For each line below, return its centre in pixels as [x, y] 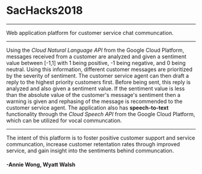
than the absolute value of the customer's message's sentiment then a [93, 95]
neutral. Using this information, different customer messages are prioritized [99, 69]
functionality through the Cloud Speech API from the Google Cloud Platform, [101, 114]
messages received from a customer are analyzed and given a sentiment [96, 56]
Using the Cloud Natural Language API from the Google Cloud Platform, [95, 50]
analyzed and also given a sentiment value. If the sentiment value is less [96, 89]
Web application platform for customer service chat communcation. [90, 33]
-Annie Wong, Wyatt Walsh [41, 164]
